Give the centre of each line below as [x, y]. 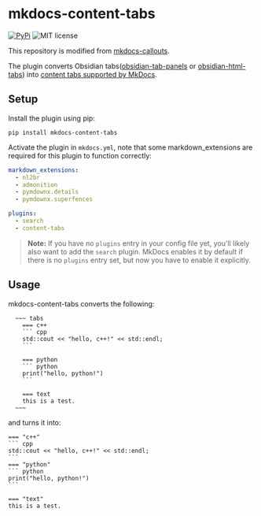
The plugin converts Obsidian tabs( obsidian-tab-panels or [102, 66]
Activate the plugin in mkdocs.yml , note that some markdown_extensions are [130, 147]
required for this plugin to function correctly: [80, 155]
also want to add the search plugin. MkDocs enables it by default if [135, 251]
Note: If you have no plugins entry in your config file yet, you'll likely [138, 243]
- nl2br [28, 177]
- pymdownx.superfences [54, 199]
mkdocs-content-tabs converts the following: [81, 303]
